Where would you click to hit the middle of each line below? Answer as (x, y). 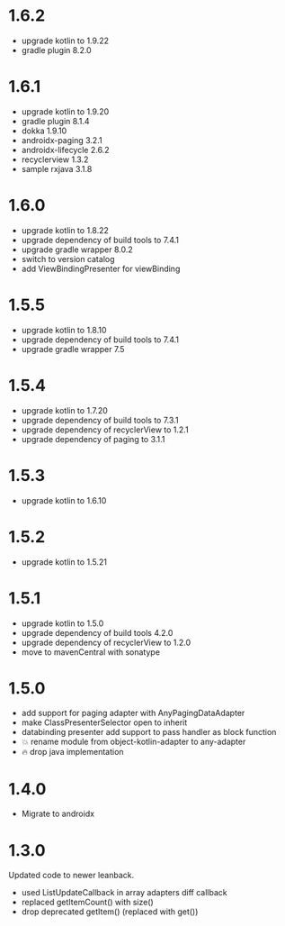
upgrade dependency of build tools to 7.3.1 (100, 420)
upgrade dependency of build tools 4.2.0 (97, 632)
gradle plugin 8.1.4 (55, 121)
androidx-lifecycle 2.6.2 (65, 150)
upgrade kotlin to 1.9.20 (65, 111)
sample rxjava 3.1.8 (57, 168)
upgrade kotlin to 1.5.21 (64, 562)
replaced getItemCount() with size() (87, 903)
